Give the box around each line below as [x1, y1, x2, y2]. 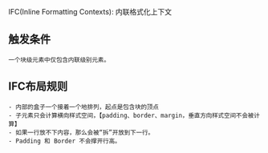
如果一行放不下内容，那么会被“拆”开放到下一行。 [15, 128, 155, 136]
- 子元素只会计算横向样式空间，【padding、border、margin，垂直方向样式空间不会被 [8, 111, 254, 119]
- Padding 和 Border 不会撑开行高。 [8, 137, 121, 145]
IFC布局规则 [8, 79, 68, 94]
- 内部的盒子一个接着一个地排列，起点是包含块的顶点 [8, 103, 159, 111]
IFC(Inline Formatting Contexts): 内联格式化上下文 [8, 7, 173, 16]
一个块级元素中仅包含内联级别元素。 [8, 55, 111, 64]
